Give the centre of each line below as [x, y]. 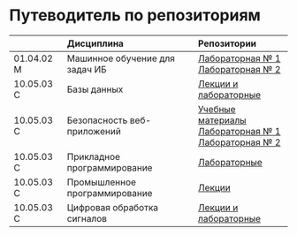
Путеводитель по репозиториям [135, 15]
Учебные [217, 109]
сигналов [87, 218]
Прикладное [94, 156]
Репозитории [227, 43]
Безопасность [97, 120]
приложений [94, 131]
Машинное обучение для [121, 58]
